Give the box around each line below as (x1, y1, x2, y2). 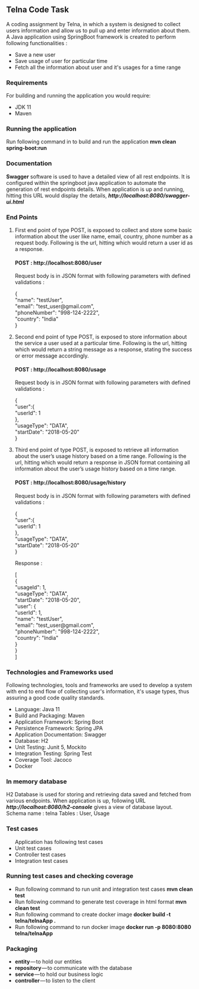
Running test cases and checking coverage (6, 872, 134, 880)
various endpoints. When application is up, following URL (6, 797, 146, 805)
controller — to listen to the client (14, 977, 96, 984)
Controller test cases (14, 850, 67, 858)
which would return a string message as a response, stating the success (14, 346, 192, 353)
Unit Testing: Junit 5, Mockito (14, 743, 87, 751)
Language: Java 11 (14, 705, 60, 712)
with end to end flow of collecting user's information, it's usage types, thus (6, 687, 189, 695)
